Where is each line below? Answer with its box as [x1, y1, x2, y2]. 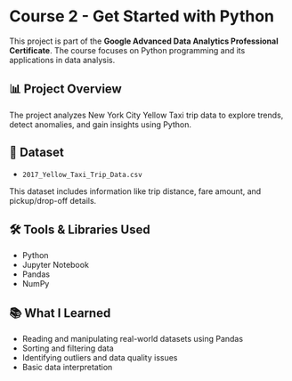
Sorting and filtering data [21, 343, 114, 353]
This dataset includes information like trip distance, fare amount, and [9, 185, 262, 197]
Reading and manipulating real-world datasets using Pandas [21, 334, 243, 345]
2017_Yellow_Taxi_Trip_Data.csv [21, 170, 142, 179]
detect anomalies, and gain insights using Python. [9, 118, 192, 130]
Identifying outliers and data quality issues [21, 353, 178, 363]
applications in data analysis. [9, 54, 116, 65]
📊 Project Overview [9, 82, 122, 97]
